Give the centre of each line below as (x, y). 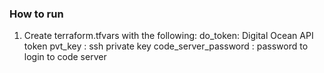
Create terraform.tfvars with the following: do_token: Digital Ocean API (168, 36)
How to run (36, 14)
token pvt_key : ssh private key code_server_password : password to (166, 46)
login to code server (65, 57)
